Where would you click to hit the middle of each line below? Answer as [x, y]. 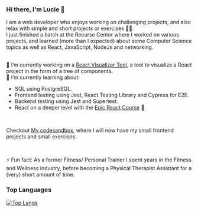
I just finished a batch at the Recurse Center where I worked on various [92, 35]
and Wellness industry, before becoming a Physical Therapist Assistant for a [99, 168]
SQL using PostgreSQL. [43, 89]
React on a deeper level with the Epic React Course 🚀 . [80, 108]
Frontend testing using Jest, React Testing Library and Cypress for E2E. [102, 95]
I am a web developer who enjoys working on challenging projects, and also [98, 22]
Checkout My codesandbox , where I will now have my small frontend [90, 130]
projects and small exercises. [41, 137]
